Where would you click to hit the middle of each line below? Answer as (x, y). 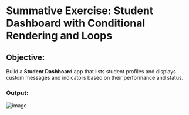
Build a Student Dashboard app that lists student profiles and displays (91, 71)
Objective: (26, 57)
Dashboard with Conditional (76, 23)
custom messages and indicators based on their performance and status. (95, 78)
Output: (17, 93)
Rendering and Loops (59, 36)
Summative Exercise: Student (80, 11)
